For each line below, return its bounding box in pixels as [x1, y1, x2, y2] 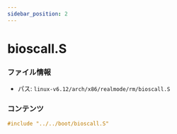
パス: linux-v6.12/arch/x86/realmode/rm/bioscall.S [17, 85, 171, 93]
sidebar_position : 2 [7, 10, 69, 18]
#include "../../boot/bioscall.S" [7, 121, 110, 128]
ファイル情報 [7, 67, 52, 77]
